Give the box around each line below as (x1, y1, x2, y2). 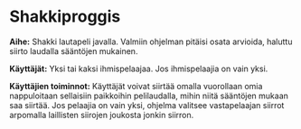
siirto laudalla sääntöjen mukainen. (9, 45, 138, 56)
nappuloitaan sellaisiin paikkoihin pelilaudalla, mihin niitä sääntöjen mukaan (9, 90, 289, 101)
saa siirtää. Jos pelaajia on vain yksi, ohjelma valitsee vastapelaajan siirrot (9, 99, 285, 110)
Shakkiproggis (9, 6, 121, 27)
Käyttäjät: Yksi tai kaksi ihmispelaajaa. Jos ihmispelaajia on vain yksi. (9, 63, 268, 74)
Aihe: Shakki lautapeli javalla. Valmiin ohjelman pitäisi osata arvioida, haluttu (9, 36, 293, 47)
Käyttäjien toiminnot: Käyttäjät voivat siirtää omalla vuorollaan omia (9, 80, 263, 91)
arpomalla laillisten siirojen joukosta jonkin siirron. (9, 109, 194, 120)
